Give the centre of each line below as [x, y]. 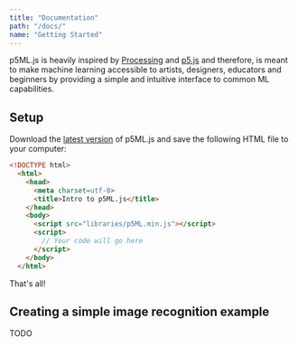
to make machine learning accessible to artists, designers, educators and [145, 70]
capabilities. [32, 89]
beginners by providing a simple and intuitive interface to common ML [140, 79]
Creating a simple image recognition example [140, 311]
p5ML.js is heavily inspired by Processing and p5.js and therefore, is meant [149, 61]
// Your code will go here [93, 241]
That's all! [28, 283]
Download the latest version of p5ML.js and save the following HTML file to [149, 139]
